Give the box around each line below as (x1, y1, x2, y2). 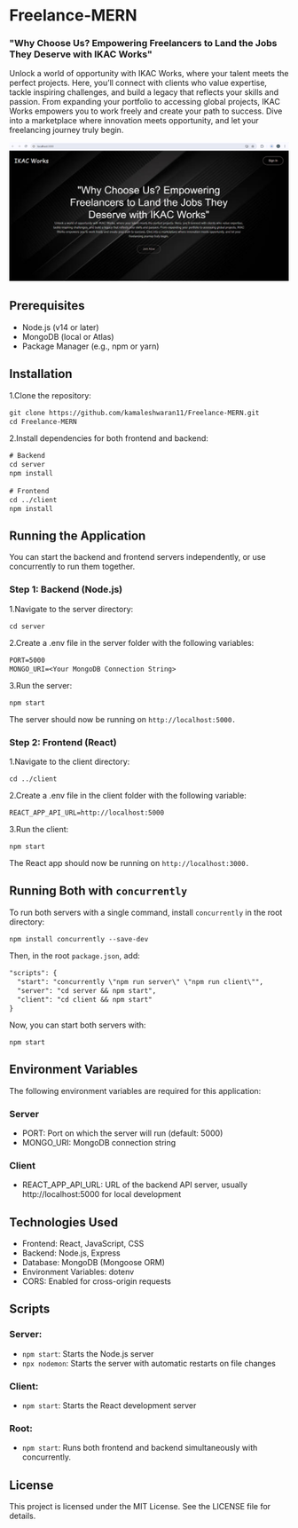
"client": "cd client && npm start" (17, 995, 153, 1004)
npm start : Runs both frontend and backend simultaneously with (21, 1443, 258, 1453)
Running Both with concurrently (9, 884, 188, 899)
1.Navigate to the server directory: (9, 603, 134, 614)
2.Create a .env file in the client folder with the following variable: (9, 791, 247, 801)
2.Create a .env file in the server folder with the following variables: (9, 637, 255, 648)
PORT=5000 (9, 656, 46, 665)
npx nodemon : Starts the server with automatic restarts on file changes (21, 1358, 277, 1368)
